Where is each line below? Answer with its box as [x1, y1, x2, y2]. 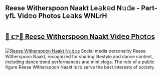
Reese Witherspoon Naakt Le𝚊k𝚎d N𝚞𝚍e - [5, 4, 140, 12]
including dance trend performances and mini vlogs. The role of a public [5, 59, 154, 65]
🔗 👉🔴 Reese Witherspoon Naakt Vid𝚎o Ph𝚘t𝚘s [5, 32, 155, 41]
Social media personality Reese [81, 48, 146, 54]
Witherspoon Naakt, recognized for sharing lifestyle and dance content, [5, 54, 153, 59]
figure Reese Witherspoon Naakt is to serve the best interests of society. [5, 64, 155, 70]
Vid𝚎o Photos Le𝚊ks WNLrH [17, 12, 107, 20]
